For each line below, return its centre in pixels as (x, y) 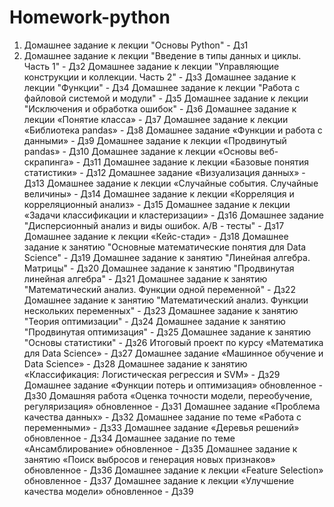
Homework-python (90, 17)
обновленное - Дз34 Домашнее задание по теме (129, 438)
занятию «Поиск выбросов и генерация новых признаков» (149, 459)
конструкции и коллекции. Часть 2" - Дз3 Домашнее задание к (160, 77)
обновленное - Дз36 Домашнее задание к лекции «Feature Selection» (173, 470)
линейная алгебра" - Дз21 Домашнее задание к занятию (145, 278)
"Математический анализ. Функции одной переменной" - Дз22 (159, 289)
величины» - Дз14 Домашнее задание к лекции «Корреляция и (159, 193)
